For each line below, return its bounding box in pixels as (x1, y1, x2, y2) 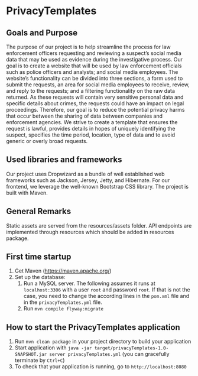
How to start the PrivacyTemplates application (6, 322, 180, 332)
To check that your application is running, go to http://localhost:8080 (14, 363, 187, 370)
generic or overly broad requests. (6, 138, 88, 144)
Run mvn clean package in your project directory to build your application (14, 338, 191, 345)
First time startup (6, 252, 72, 262)
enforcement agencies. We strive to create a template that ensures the (6, 119, 178, 125)
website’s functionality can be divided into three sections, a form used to (6, 75, 183, 82)
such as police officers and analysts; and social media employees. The (6, 69, 178, 75)
